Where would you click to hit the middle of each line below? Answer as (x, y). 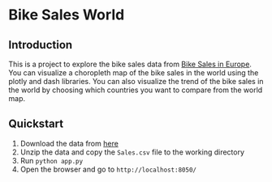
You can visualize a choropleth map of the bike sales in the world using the (134, 73)
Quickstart (36, 124)
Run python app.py (52, 160)
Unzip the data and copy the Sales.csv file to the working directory (132, 152)
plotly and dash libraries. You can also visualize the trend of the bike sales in (136, 81)
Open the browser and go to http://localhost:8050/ (108, 169)
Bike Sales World (67, 15)
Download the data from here (69, 143)
